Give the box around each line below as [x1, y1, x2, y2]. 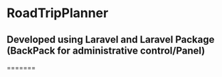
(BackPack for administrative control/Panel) [6, 44, 206, 56]
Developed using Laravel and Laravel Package [6, 34, 215, 46]
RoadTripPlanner [6, 5, 109, 21]
